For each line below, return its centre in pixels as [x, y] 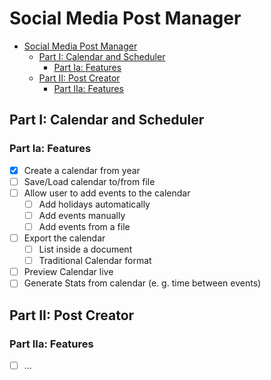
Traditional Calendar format [95, 261]
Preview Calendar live [68, 272]
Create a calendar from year [82, 170]
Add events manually [82, 215]
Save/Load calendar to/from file [89, 181]
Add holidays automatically [94, 204]
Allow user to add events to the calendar [107, 193]
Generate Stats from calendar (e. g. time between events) [142, 283]
